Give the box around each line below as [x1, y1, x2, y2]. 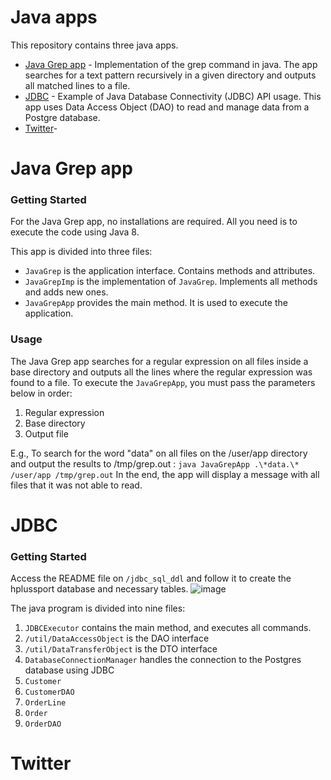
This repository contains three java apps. [10, 39, 179, 51]
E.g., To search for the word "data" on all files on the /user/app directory [10, 447, 308, 459]
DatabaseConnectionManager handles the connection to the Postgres [24, 654, 302, 666]
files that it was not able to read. [10, 479, 143, 491]
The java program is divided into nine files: [10, 602, 186, 615]
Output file [24, 427, 69, 440]
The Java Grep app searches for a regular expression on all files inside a [10, 355, 309, 367]
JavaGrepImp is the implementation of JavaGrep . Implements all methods [24, 276, 318, 288]
